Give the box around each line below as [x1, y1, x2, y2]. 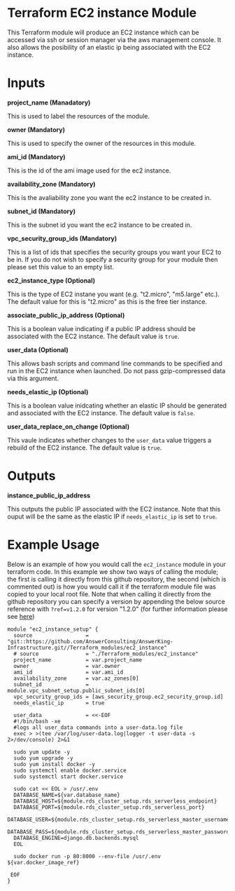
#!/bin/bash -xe [13, 718, 61, 725]
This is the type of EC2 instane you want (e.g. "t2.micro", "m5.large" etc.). [7, 290, 220, 298]
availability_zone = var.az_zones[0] [13, 675, 139, 682]
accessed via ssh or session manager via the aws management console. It [7, 35, 222, 43]
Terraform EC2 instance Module [7, 5, 197, 21]
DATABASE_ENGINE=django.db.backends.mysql [13, 834, 139, 841]
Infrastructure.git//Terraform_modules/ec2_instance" [7, 644, 168, 651]
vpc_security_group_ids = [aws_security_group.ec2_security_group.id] [13, 693, 224, 700]
